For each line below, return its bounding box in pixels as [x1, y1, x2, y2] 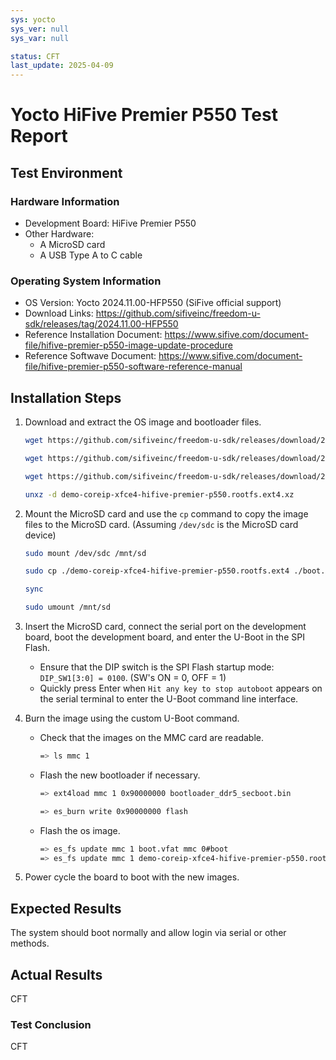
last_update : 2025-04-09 [10, 61, 114, 71]
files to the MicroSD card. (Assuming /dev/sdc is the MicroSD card [24, 518, 299, 530]
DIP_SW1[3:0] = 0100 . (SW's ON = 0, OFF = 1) [39, 672, 227, 684]
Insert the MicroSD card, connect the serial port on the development [24, 621, 307, 633]
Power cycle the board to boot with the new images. [24, 871, 240, 883]
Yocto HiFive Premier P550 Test [10, 104, 278, 126]
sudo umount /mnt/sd [24, 602, 111, 613]
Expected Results [10, 900, 122, 917]
